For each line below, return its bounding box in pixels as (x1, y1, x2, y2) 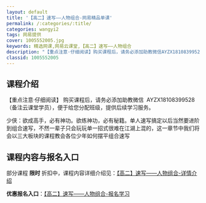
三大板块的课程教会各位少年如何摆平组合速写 (17, 132, 130, 140)
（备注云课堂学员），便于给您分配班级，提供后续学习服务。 (6, 104, 154, 111)
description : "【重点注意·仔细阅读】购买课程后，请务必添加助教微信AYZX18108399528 (6, 49, 204, 55)
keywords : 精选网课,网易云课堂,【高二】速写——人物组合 (6, 44, 132, 50)
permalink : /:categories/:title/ (6, 20, 92, 26)
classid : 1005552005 (6, 55, 59, 61)
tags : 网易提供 (6, 32, 42, 38)
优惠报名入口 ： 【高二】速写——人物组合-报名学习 (6, 190, 130, 197)
